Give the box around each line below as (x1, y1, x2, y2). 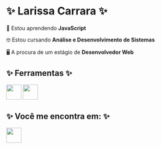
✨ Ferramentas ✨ (6, 68, 72, 79)
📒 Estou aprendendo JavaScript (6, 24, 86, 31)
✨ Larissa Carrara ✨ (6, 4, 107, 18)
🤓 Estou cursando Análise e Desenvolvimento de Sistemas (6, 36, 155, 43)
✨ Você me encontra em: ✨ (6, 111, 110, 121)
